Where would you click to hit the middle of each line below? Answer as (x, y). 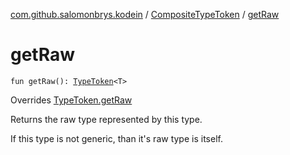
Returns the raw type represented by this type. (106, 119)
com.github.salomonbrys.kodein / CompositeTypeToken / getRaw (145, 14)
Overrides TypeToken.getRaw (71, 100)
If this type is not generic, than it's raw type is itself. (116, 138)
